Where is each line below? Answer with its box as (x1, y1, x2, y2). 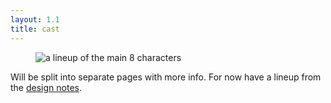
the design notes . (10, 81, 82, 93)
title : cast (10, 24, 60, 34)
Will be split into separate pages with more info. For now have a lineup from (10, 71, 322, 83)
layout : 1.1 (10, 14, 60, 25)
